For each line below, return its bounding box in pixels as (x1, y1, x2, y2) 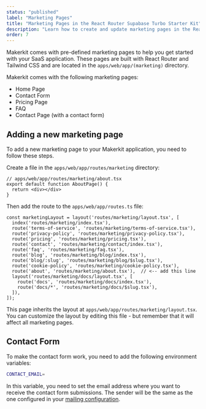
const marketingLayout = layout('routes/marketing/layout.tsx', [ (6, 214, 180, 221)
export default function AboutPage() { (6, 181, 109, 187)
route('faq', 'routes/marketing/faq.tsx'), (12, 247, 124, 253)
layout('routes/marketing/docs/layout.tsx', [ (12, 273, 133, 280)
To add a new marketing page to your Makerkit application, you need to (6, 145, 187, 153)
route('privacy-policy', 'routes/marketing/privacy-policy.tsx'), (12, 231, 185, 237)
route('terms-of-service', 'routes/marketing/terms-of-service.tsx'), (12, 225, 196, 231)
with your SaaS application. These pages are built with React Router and (6, 55, 189, 63)
